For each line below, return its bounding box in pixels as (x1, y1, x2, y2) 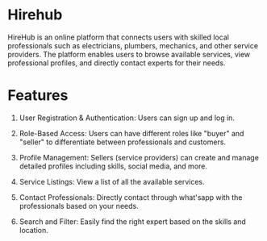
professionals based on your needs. (19, 201, 139, 210)
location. (19, 225, 49, 235)
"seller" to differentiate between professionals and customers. (19, 137, 227, 147)
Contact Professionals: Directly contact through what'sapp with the (19, 192, 243, 202)
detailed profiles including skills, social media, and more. (19, 161, 207, 171)
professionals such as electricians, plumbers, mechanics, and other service (7, 40, 259, 50)
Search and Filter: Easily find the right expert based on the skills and (19, 216, 247, 226)
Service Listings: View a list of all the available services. (19, 177, 205, 186)
